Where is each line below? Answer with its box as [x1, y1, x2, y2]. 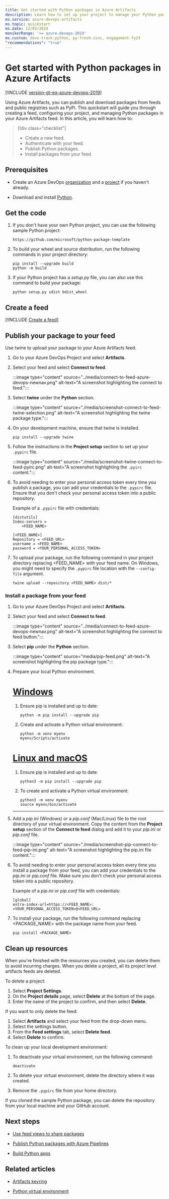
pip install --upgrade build [12, 261, 74, 267]
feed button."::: [12, 634, 44, 640]
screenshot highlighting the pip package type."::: [12, 659, 114, 665]
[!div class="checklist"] [17, 125, 66, 131]
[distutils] [12, 514, 38, 520]
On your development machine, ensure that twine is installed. [12, 425, 140, 431]
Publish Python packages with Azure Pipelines [12, 1140, 109, 1146]
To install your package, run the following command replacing [12, 915, 141, 921]
